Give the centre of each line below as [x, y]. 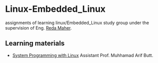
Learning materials [35, 44]
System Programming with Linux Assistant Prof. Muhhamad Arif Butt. [83, 55]
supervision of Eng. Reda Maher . [39, 28]
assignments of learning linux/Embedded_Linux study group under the [77, 23]
